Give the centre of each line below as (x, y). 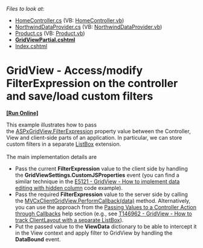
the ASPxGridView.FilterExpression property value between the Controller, (99, 131)
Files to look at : (25, 9)
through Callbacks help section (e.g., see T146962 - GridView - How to (103, 214)
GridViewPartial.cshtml (45, 40)
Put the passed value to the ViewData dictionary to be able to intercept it (106, 226)
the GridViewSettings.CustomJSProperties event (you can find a (97, 175)
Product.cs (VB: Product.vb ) (50, 33)
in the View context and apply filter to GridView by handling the (94, 233)
